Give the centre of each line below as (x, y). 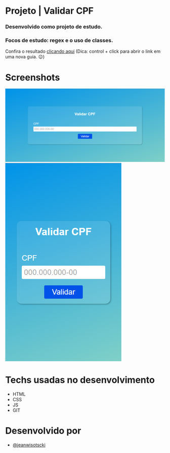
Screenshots (33, 77)
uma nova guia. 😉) (25, 57)
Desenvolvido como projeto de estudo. (54, 27)
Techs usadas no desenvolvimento (80, 380)
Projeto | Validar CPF (50, 11)
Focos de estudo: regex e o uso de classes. (59, 41)
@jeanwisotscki (29, 445)
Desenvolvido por (43, 430)
